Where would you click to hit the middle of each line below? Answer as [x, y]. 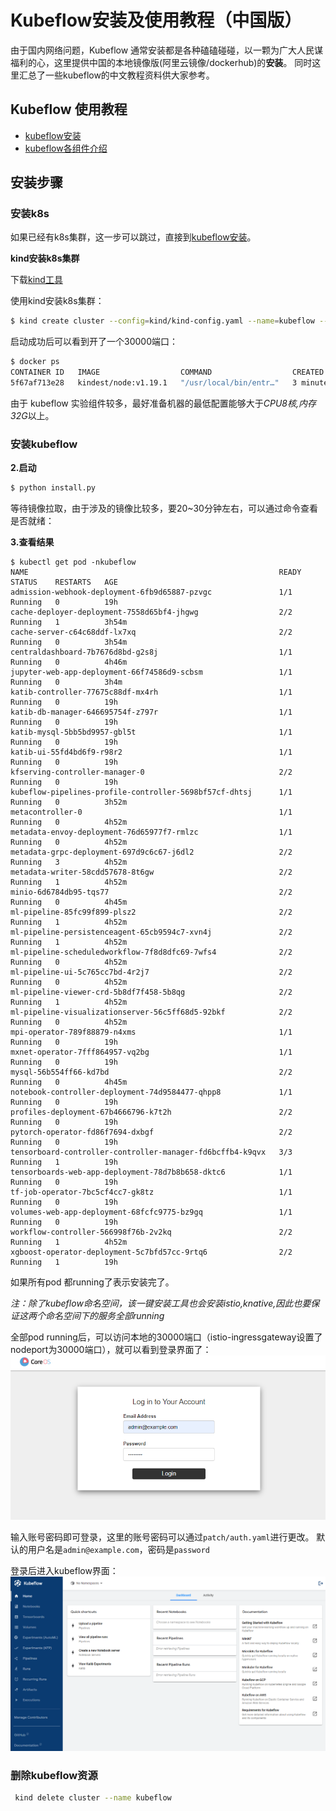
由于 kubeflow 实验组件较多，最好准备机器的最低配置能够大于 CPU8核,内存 [163, 403]
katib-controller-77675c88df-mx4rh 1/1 [151, 692]
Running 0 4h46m [69, 662]
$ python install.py [53, 488]
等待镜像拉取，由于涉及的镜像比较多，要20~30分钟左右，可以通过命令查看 [164, 508]
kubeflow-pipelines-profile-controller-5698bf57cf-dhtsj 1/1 [151, 792]
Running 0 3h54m [69, 642]
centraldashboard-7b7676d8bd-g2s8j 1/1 [151, 652]
